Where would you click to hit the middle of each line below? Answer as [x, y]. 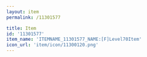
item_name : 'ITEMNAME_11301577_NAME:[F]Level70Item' [74, 40]
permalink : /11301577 [34, 17]
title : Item [21, 28]
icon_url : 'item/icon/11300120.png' [52, 45]
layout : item [23, 12]
